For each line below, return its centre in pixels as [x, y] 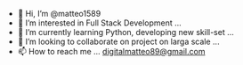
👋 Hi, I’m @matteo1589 [59, 14]
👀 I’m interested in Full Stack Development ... [100, 23]
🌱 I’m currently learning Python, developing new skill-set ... [126, 32]
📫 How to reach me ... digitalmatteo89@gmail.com [111, 51]
